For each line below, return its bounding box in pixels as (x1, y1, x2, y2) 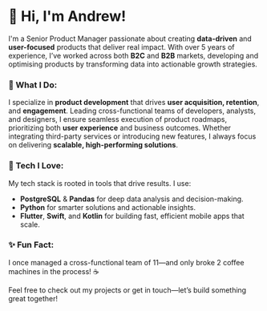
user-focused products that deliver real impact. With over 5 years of (8, 42, 235, 51)
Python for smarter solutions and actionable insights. (19, 202, 196, 212)
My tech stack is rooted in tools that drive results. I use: (8, 178, 192, 188)
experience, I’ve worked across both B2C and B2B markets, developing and (8, 50, 259, 60)
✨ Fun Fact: (8, 240, 55, 251)
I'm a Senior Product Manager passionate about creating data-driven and (8, 34, 253, 43)
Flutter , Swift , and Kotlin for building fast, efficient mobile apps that (19, 211, 245, 220)
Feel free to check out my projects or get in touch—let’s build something (8, 285, 247, 295)
